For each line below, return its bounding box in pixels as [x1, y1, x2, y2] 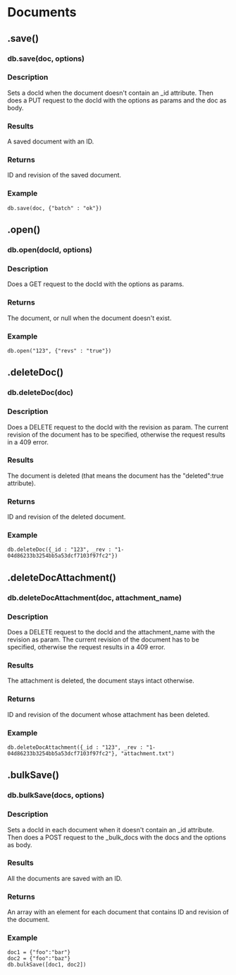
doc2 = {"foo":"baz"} [7, 955, 71, 962]
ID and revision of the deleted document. [7, 513, 126, 521]
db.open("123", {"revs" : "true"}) [7, 347, 112, 354]
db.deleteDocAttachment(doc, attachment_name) [7, 593, 182, 603]
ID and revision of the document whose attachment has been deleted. [7, 710, 210, 719]
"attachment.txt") [120, 750, 175, 757]
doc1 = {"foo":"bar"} [7, 949, 71, 956]
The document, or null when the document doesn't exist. [7, 314, 172, 322]
